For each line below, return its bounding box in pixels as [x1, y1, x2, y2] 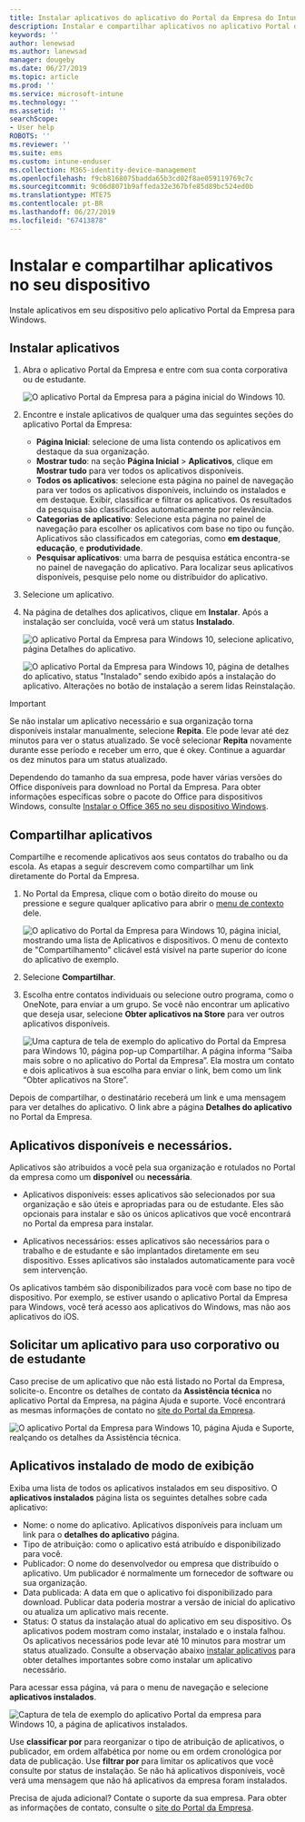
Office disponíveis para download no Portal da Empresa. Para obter [9, 782, 261, 793]
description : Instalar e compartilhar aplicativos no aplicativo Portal [9, 22, 290, 31]
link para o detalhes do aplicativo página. [22, 1529, 180, 1540]
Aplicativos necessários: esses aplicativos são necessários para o [22, 1236, 271, 1246]
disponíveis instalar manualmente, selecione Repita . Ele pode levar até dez [9, 726, 290, 737]
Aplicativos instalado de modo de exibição [9, 1459, 254, 1474]
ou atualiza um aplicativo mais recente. [22, 1606, 170, 1617]
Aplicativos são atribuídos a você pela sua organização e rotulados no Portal [9, 1162, 296, 1173]
